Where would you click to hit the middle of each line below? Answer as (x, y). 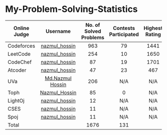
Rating (153, 34)
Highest (153, 28)
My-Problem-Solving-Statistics (72, 9)
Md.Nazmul (58, 78)
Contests (124, 28)
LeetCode (19, 54)
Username (58, 31)
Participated (124, 34)
